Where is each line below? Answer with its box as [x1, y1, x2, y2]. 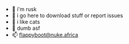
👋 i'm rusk [11, 6, 37, 12]
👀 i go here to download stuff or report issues [11, 12, 124, 19]
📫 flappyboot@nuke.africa [11, 32, 78, 38]
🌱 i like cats [11, 18, 40, 25]
